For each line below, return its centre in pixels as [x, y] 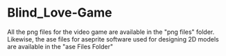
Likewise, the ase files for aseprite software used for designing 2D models [113, 39]
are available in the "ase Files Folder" [60, 46]
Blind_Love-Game [60, 13]
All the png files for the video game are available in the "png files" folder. [111, 32]
